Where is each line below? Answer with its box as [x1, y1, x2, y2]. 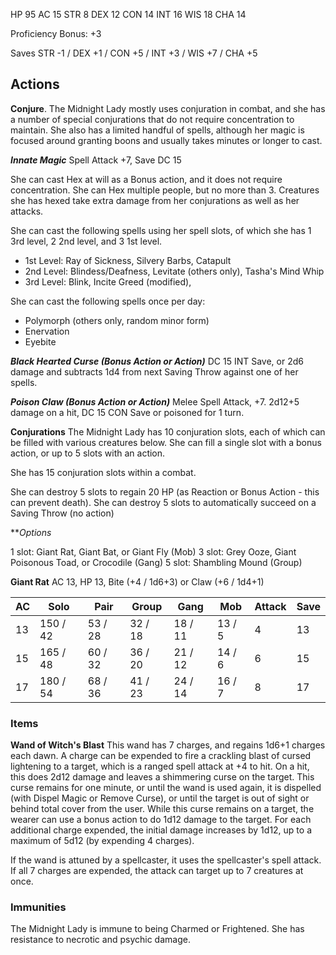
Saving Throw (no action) [10, 507, 115, 519]
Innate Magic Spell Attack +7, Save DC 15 [10, 154, 182, 166]
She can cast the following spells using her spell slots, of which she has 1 [10, 224, 312, 236]
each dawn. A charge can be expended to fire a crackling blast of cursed [10, 750, 312, 762]
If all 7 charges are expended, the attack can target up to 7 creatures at [10, 865, 304, 877]
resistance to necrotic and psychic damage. [10, 934, 191, 946]
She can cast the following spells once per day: [10, 295, 206, 307]
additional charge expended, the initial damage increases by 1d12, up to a [10, 824, 313, 836]
